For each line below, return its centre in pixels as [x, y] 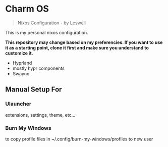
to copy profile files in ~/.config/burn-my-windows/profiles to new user [79, 139]
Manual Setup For [34, 90]
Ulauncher [18, 104]
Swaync [21, 73]
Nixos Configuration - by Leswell [51, 23]
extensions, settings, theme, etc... [40, 115]
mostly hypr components [38, 68]
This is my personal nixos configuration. [47, 32]
